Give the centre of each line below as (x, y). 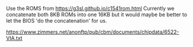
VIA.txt (14, 38)
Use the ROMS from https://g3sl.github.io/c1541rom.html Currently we (90, 8)
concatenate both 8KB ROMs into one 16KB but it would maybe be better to (96, 15)
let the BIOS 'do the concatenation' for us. (56, 21)
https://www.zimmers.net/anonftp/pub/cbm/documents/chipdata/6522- (93, 32)
